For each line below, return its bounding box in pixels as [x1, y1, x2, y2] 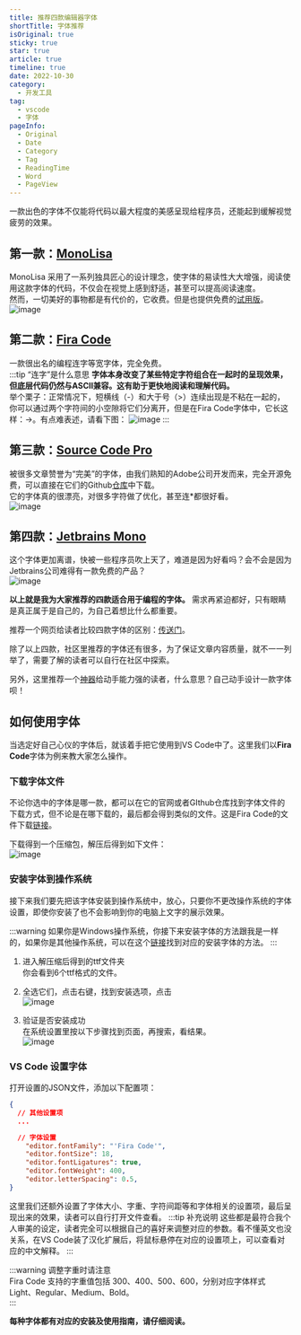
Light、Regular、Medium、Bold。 [9, 1287, 134, 1297]
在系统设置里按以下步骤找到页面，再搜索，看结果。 [21, 1025, 211, 1037]
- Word [17, 171, 42, 180]
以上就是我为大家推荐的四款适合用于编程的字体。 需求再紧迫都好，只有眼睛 [9, 594, 287, 605]
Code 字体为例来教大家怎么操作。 [9, 751, 133, 761]
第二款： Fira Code [9, 332, 112, 347]
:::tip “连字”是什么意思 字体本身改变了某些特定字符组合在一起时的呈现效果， [9, 369, 288, 380]
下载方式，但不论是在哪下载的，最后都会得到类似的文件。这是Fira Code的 [9, 809, 281, 820]
